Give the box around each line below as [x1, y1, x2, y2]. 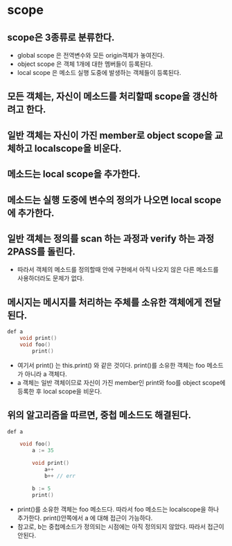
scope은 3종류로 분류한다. [7, 31, 115, 43]
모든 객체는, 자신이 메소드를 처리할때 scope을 [7, 91, 190, 103]
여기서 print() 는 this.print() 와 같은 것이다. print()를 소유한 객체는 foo [17, 361, 206, 369]
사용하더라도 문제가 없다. [17, 274, 84, 282]
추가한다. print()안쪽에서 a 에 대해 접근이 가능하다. [17, 513, 153, 522]
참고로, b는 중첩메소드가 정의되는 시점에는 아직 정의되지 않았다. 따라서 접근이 [17, 522, 224, 531]
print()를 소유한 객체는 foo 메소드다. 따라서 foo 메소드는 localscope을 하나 [17, 505, 220, 513]
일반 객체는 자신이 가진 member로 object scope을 [7, 129, 213, 141]
